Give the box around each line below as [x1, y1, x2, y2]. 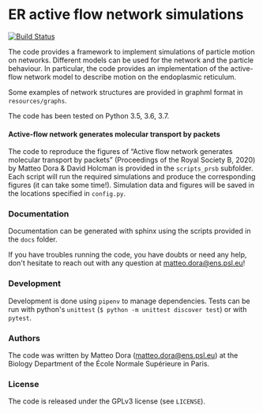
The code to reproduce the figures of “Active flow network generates [8, 147, 233, 156]
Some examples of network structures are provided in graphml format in [8, 87, 243, 96]
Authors [8, 332, 41, 344]
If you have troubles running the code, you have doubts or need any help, [8, 250, 247, 260]
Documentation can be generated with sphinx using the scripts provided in [8, 227, 251, 236]
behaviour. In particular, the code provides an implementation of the [8, 63, 229, 73]
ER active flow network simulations [8, 6, 244, 24]
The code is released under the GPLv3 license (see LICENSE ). [8, 396, 205, 406]
